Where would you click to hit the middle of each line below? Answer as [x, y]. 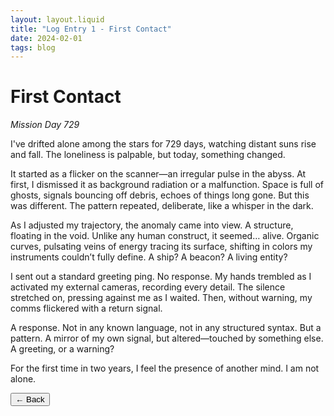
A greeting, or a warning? [62, 349]
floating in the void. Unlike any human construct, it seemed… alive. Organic [165, 236]
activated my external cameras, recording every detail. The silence [148, 287]
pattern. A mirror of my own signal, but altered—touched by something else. [167, 338]
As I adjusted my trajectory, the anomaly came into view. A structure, [152, 225]
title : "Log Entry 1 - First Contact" [91, 29]
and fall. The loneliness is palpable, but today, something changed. [148, 155]
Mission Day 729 [45, 125]
